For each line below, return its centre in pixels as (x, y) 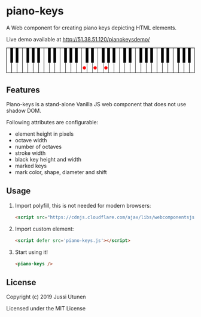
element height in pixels (44, 134)
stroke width (30, 153)
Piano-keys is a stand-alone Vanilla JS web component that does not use (96, 104)
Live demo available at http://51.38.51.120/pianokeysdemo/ (78, 39)
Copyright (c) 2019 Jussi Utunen (46, 297)
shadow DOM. (24, 110)
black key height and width (48, 159)
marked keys (31, 166)
